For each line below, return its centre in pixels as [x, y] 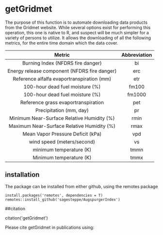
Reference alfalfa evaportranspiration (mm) [62, 78]
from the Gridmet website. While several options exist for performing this [78, 27]
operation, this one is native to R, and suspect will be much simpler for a [77, 32]
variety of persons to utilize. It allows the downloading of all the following [78, 38]
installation [22, 175]
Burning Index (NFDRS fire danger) [62, 63]
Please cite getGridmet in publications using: [50, 227]
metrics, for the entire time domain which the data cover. [62, 43]
